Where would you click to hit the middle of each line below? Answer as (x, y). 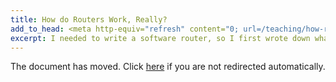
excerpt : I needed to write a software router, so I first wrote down (160, 38)
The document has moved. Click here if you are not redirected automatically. (168, 67)
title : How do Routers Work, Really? (89, 19)
